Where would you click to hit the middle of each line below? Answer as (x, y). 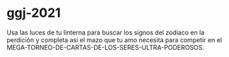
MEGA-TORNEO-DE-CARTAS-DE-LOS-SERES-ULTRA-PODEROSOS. (105, 47)
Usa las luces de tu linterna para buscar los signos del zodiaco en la (106, 32)
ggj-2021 (34, 13)
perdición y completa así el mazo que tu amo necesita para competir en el (114, 39)
